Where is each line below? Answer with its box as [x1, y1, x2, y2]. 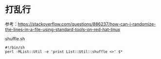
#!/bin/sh [5, 45, 25, 50]
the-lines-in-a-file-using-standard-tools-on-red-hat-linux [5, 26, 121, 32]
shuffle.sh [5, 35, 25, 41]
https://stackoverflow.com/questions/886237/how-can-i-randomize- [18, 21, 156, 27]
